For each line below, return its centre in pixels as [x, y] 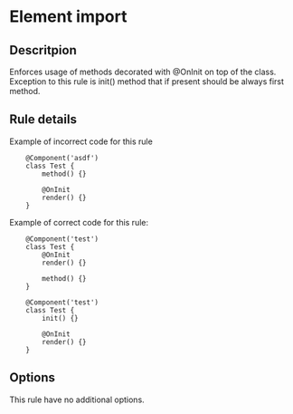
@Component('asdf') [62, 158]
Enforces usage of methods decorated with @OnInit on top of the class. [143, 72]
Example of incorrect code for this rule [81, 141]
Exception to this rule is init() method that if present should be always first [147, 82]
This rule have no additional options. [77, 400]
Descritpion [43, 50]
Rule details [43, 120]
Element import [68, 17]
